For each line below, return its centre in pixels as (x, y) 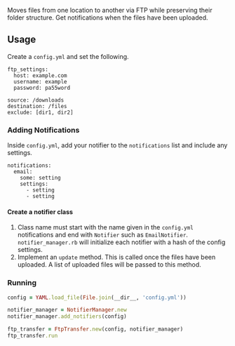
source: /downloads (36, 100)
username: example (41, 81)
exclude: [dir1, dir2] (40, 112)
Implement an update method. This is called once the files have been (116, 257)
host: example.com (41, 75)
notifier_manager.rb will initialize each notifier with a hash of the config (121, 242)
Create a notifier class (40, 212)
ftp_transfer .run (33, 336)
